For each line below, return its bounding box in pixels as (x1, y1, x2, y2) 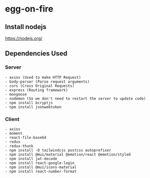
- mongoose (5, 92, 27, 97)
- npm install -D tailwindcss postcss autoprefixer (5, 148, 111, 153)
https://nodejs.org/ (5, 35, 43, 41)
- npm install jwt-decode (5, 156, 57, 161)
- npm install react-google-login (5, 161, 75, 165)
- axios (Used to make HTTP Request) (5, 75, 81, 80)
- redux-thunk (5, 144, 34, 148)
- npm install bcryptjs (5, 100, 53, 105)
